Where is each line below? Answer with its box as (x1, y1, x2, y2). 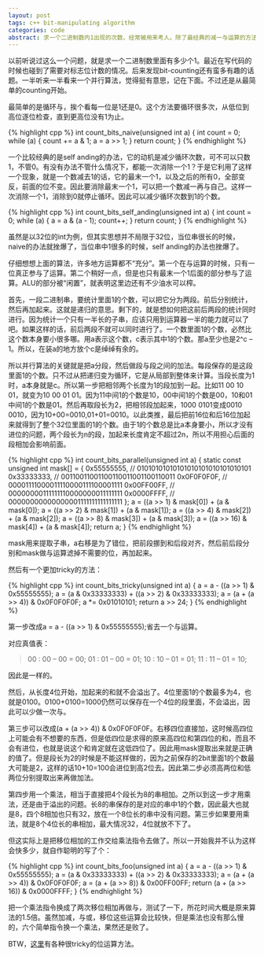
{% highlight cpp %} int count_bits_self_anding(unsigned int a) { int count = (8, 208, 251, 217)
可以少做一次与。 (14, 707, 71, 717)
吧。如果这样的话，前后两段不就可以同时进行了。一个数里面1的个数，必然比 (8, 324, 252, 334)
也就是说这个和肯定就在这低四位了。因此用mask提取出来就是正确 (42, 744, 253, 753)
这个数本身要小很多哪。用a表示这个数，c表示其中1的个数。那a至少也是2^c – (8, 334, 253, 344)
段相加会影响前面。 (8, 440, 71, 449)
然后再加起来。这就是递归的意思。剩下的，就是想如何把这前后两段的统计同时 (8, 305, 256, 315)
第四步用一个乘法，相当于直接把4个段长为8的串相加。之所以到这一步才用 (8, 790, 244, 799)
